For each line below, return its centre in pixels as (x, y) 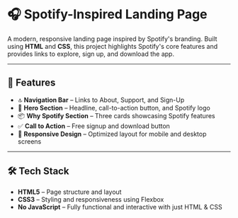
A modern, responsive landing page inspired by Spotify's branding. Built (112, 39)
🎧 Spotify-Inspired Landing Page (107, 15)
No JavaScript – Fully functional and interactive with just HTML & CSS (120, 207)
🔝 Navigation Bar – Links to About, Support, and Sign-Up (101, 100)
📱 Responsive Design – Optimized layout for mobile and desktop (112, 134)
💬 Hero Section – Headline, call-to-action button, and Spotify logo (114, 108)
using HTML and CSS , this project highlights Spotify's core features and (113, 46)
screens (29, 141)
